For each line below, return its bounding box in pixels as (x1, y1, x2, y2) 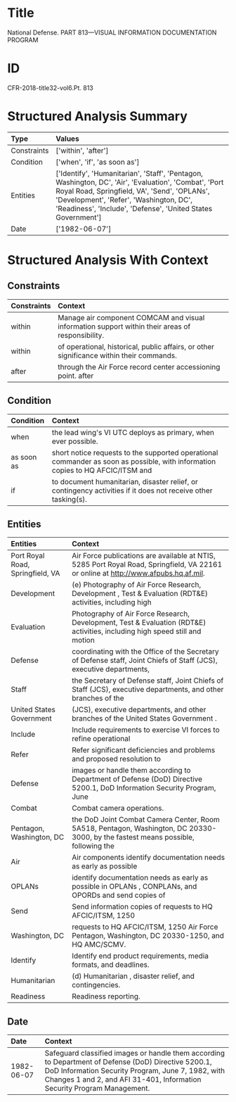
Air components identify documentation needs (71, 853, 225, 863)
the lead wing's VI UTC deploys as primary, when (51, 427, 214, 437)
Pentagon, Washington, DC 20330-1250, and (71, 931, 225, 941)
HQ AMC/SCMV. (71, 939, 126, 949)
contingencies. (71, 980, 121, 990)
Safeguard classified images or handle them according (44, 1049, 225, 1058)
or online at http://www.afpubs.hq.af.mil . (71, 569, 205, 578)
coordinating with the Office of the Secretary (71, 647, 219, 657)
